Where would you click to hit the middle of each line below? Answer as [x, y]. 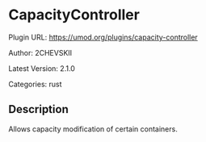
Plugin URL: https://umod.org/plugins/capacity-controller [103, 37]
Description [38, 109]
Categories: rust [35, 84]
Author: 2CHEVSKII [40, 52]
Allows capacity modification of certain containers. [93, 129]
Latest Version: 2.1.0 [42, 68]
